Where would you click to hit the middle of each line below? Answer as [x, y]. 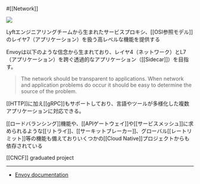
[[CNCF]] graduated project [40, 158]
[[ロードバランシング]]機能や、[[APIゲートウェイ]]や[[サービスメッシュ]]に [97, 123]
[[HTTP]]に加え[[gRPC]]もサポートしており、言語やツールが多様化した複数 [98, 104]
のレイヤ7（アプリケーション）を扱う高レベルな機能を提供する [83, 39]
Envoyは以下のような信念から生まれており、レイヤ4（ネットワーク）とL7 [96, 52]
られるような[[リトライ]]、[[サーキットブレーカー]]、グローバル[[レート [99, 131]
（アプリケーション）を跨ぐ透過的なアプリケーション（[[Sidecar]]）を [92, 59]
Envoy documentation [41, 175]
